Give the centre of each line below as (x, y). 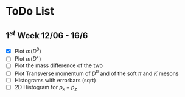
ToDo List (30, 11)
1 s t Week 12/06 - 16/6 (47, 35)
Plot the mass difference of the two (58, 65)
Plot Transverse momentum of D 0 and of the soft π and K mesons (96, 73)
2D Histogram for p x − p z (46, 88)
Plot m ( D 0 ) (28, 51)
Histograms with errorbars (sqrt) (55, 81)
